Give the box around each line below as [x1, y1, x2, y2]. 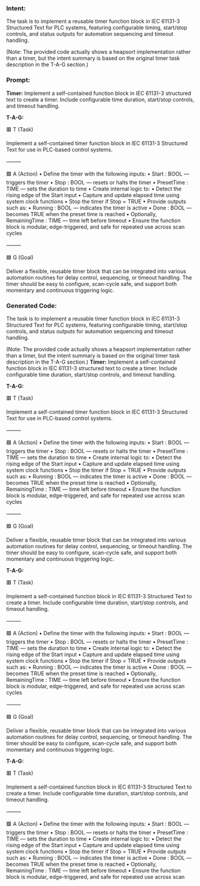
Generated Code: [6, 302, 57, 310]
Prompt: [6, 76, 30, 84]
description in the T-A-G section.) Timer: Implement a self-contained [6, 358, 176, 365]
